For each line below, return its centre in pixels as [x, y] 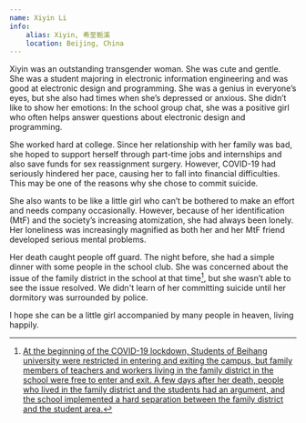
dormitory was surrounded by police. [79, 297]
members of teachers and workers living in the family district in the [148, 370]
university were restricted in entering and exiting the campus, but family [158, 360]
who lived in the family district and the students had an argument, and [153, 389]
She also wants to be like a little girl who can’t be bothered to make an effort [152, 201]
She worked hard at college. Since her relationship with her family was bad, [151, 145]
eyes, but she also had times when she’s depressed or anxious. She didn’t [148, 98]
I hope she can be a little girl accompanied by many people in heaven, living [152, 315]
